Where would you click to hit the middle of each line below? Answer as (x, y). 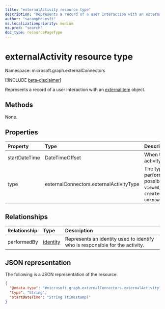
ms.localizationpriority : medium (39, 23)
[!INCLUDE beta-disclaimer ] (33, 80)
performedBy (23, 242)
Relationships (27, 217)
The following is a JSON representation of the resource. (61, 275)
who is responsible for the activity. (105, 245)
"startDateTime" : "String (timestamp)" (50, 297)
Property (18, 146)
